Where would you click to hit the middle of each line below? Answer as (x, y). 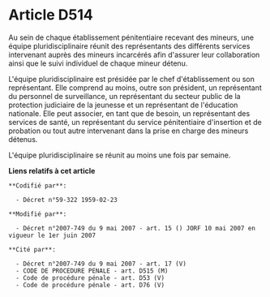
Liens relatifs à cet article (52, 170)
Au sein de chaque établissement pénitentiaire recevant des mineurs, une (131, 37)
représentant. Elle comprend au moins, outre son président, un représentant (135, 88)
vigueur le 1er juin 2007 (52, 235)
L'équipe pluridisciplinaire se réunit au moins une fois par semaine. (120, 155)
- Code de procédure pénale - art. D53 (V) (90, 278)
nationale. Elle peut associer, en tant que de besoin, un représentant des (129, 113)
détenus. (23, 139)
